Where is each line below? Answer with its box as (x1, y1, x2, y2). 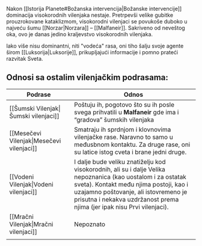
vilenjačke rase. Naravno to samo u (74, 132, 173, 141)
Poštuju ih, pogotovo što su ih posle (74, 100, 175, 109)
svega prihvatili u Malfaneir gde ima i (74, 108, 179, 116)
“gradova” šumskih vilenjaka (74, 115, 155, 124)
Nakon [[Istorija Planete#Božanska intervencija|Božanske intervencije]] (6, 5, 182, 12)
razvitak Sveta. (6, 55, 43, 62)
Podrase (26, 90, 51, 99)
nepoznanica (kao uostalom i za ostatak (74, 173, 186, 181)
